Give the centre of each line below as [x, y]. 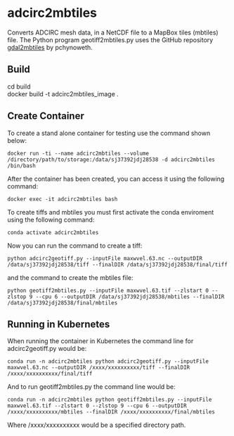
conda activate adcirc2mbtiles [53, 232]
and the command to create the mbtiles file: [70, 277]
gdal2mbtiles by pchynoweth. [50, 47]
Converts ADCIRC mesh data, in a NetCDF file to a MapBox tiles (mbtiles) [113, 32]
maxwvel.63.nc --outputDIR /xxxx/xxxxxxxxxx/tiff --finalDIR [99, 368]
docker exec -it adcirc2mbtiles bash [63, 199]
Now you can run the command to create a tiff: [75, 245]
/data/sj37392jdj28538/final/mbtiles [63, 303]
